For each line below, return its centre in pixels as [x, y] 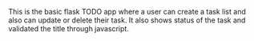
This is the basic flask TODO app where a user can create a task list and [127, 12]
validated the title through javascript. [69, 29]
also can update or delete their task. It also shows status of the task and [127, 20]
